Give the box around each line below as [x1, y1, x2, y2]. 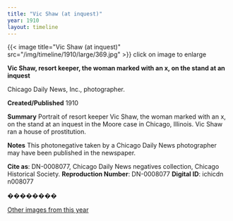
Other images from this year [7, 205, 89, 214]
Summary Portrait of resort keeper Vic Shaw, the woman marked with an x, [7, 112, 226, 121]
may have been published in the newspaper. [7, 149, 136, 157]
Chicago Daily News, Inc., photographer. [7, 85, 125, 94]
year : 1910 [7, 17, 40, 24]
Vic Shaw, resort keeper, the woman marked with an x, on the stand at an [7, 64, 226, 73]
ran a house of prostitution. [7, 128, 86, 136]
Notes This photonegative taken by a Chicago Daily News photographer [7, 141, 217, 150]
